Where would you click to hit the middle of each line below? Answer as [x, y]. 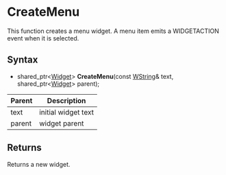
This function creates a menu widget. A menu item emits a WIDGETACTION [113, 31]
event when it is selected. [43, 38]
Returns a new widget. [39, 164]
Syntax [23, 60]
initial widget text [66, 112]
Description [66, 100]
